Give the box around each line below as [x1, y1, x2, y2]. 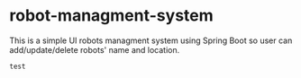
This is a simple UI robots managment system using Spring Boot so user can [9, 35, 293, 46]
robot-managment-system [9, 5, 214, 26]
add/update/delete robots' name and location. [9, 44, 180, 55]
